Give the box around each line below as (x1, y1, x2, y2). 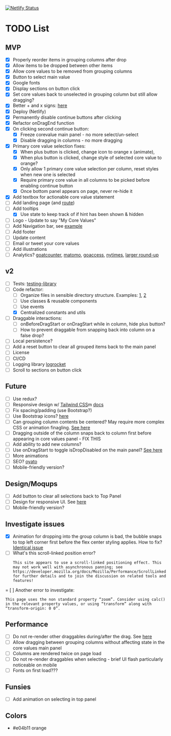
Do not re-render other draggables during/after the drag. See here (12, 633, 152, 639)
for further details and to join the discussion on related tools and (12, 574, 166, 579)
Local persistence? (12, 338, 53, 344)
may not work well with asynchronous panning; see (12, 565, 123, 570)
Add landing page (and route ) (12, 200, 75, 206)
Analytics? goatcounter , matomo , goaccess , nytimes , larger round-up (12, 251, 159, 258)
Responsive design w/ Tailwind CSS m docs (12, 401, 104, 407)
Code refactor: (12, 286, 44, 292)
